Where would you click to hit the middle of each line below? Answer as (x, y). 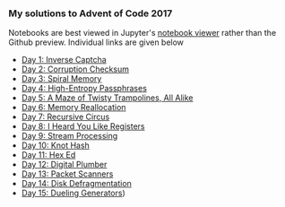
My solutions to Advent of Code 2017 (91, 13)
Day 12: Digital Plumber (64, 165)
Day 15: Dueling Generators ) (73, 193)
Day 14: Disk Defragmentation (76, 184)
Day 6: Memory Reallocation (73, 108)
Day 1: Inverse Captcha (64, 60)
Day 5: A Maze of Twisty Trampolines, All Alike (107, 98)
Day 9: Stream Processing (69, 136)
